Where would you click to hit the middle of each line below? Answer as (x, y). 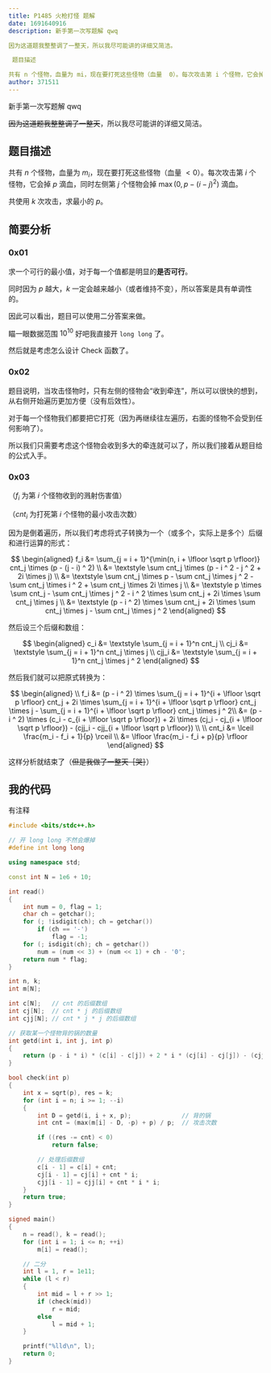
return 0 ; (40, 1354)
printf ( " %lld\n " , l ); (59, 1346)
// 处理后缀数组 (61, 1160)
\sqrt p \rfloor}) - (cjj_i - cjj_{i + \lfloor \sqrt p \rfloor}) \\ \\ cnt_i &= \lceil (135, 728)
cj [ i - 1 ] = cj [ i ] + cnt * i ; (88, 1174)
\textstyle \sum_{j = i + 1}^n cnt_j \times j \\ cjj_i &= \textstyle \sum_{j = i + (135, 652)
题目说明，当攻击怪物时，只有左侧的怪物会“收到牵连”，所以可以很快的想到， (135, 391)
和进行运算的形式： (40, 543)
